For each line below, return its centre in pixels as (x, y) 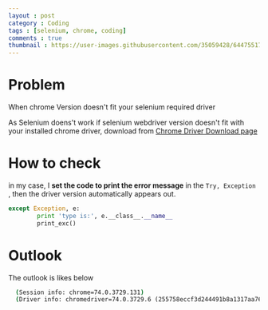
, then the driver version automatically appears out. (92, 194)
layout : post (32, 16)
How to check (55, 163)
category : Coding (39, 23)
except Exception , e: (44, 209)
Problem (37, 85)
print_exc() (57, 223)
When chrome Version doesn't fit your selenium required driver (112, 107)
